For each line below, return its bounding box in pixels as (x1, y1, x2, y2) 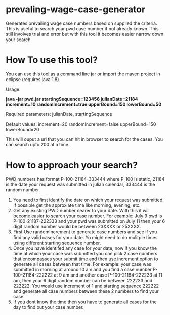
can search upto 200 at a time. (6, 141, 70, 147)
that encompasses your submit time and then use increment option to (13, 256, 158, 262)
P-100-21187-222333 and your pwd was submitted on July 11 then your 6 (13, 218, 165, 224)
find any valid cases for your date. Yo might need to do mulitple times (13, 234, 158, 240)
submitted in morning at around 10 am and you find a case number (13, 266, 152, 272)
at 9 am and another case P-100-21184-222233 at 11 (53, 272, 162, 278)
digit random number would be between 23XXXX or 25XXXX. (13, 223, 141, 229)
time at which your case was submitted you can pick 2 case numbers (13, 250, 158, 256)
